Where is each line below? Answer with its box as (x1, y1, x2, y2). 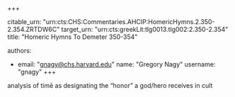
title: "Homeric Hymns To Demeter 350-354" (7, 33, 138, 41)
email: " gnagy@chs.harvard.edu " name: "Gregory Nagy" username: (17, 60, 216, 68)
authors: (7, 47, 32, 55)
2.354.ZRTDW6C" (7, 25, 60, 33)
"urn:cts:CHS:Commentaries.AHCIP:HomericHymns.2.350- (42, 18, 215, 25)
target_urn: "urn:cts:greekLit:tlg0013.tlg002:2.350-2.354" (61, 25, 229, 33)
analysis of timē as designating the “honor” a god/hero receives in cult (7, 81, 213, 89)
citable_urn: (7, 18, 42, 25)
